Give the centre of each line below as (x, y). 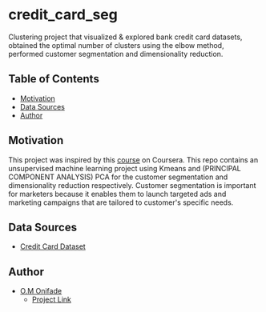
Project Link (52, 300)
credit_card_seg (63, 15)
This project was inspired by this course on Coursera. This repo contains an (133, 160)
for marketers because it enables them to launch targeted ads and (117, 194)
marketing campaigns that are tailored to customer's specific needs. (121, 202)
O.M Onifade (41, 291)
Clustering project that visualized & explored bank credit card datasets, (125, 37)
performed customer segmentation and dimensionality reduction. (116, 54)
